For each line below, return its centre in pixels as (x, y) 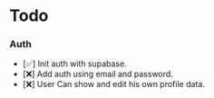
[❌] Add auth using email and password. (98, 74)
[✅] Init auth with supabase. (74, 64)
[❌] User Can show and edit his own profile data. (114, 84)
